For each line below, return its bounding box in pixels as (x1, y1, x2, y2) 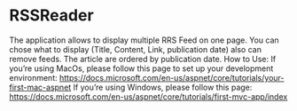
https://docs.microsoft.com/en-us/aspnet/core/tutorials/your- (59, 72, 285, 83)
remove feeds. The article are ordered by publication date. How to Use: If (9, 53, 277, 64)
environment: (9, 72, 58, 83)
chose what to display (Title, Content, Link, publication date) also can (9, 44, 262, 54)
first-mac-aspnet (9, 82, 72, 92)
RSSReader (9, 5, 95, 26)
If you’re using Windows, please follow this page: (73, 82, 253, 92)
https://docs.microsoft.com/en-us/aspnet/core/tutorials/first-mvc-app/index (9, 91, 288, 102)
